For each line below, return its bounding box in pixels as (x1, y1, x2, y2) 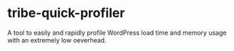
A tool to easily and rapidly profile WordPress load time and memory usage (7, 28, 227, 37)
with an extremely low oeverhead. (7, 35, 107, 44)
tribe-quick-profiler (7, 5, 125, 21)
